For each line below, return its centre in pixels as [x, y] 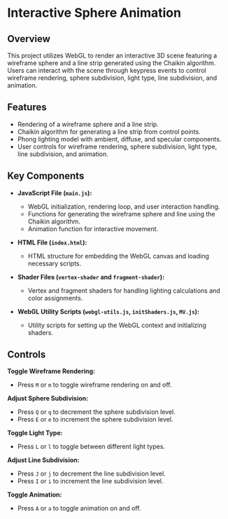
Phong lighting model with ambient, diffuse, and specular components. [119, 139]
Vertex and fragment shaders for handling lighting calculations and [124, 290]
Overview [29, 39]
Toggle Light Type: [35, 433]
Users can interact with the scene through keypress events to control [107, 70]
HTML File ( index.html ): [52, 242]
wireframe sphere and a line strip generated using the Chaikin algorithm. [112, 63]
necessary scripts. [55, 263]
